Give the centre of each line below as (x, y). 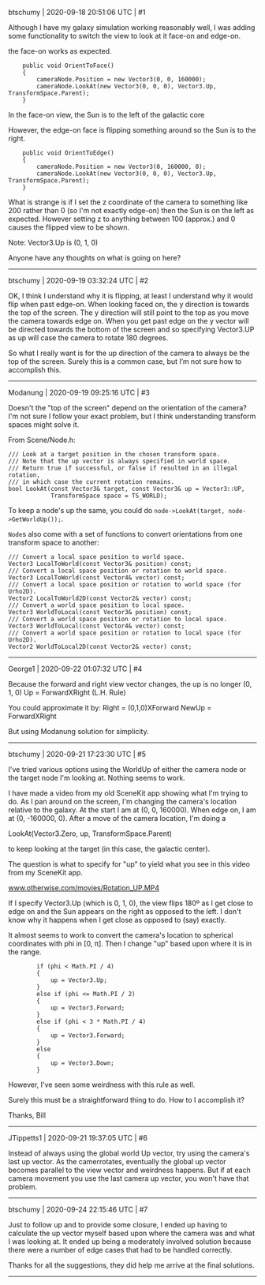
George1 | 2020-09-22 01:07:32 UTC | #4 (75, 669)
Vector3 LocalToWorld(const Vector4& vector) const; (97, 578)
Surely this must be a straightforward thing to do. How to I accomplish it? (127, 1100)
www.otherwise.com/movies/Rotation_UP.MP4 (84, 888)
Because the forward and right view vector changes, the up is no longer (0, (130, 684)
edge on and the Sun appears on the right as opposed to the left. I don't (125, 911)
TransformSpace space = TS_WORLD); (109, 496)
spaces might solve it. (44, 425)
